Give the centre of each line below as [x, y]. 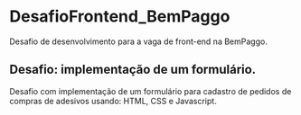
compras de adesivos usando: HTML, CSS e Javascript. [113, 101]
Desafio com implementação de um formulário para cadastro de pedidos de [150, 91]
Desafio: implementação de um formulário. [133, 70]
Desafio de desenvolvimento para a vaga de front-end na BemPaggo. [139, 41]
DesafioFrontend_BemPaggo [120, 17]
